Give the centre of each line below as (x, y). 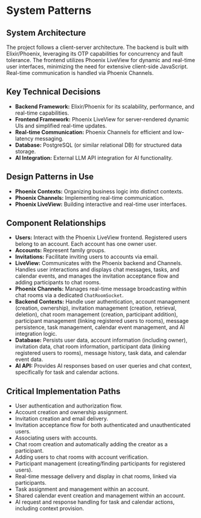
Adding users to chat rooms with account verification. (82, 457)
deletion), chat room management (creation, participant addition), (96, 315)
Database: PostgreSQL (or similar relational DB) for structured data (98, 145)
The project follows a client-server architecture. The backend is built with (97, 47)
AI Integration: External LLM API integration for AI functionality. (94, 158)
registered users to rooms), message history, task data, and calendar (101, 353)
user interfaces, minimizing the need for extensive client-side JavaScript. (97, 66)
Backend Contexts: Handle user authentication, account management (102, 302)
